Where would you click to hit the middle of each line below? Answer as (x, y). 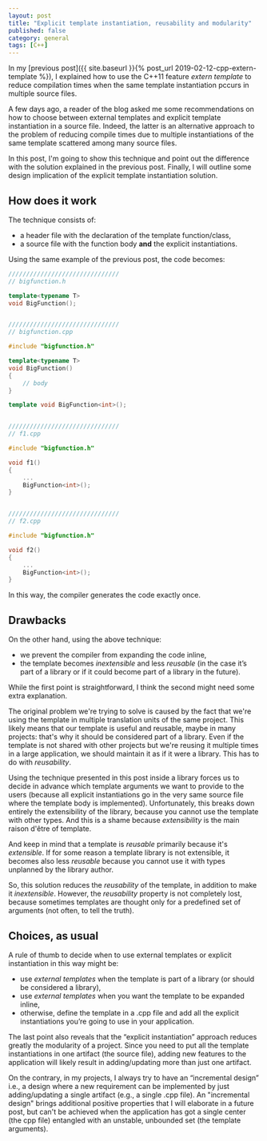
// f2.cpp (25, 521)
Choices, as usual (53, 936)
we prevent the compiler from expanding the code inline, (113, 655)
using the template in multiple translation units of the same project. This (126, 720)
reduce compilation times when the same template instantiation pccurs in (129, 85)
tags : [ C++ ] (28, 46)
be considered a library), (60, 987)
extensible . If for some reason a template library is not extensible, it (119, 853)
